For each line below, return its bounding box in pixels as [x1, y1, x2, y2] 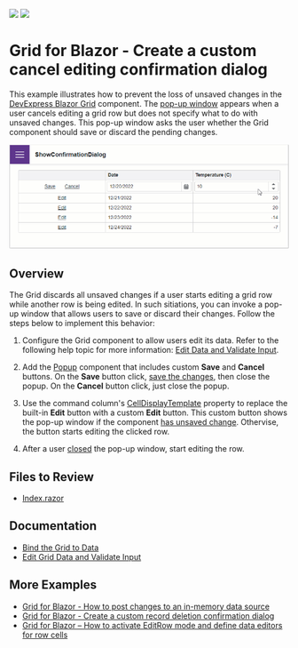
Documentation [9, 518, 98, 533]
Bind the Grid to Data [21, 542, 99, 553]
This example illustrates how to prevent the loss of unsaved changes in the [9, 89, 282, 100]
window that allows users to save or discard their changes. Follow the [20, 308, 275, 319]
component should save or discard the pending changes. [9, 126, 218, 137]
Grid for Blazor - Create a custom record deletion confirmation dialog [21, 610, 275, 621]
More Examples [9, 578, 98, 593]
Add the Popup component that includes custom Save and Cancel [21, 362, 265, 372]
